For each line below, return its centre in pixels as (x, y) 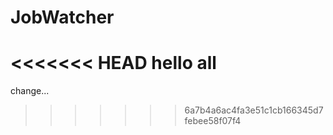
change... (30, 91)
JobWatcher (62, 17)
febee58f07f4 (213, 121)
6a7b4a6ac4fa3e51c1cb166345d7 (254, 110)
